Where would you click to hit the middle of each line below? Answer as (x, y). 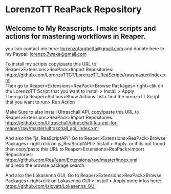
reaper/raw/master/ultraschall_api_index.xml (52, 128)
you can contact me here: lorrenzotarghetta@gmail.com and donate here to (85, 49)
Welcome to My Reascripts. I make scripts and (81, 28)
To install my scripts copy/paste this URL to (51, 64)
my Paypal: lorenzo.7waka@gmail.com (46, 54)
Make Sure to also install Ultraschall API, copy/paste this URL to (72, 112)
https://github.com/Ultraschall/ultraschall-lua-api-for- (62, 123)
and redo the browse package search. (46, 165)
